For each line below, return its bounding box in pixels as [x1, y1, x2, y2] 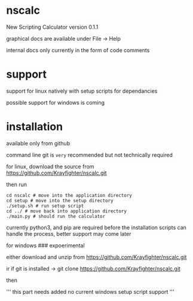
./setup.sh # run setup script [6, 203, 84, 209]
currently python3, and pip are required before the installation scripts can [6, 224, 187, 231]
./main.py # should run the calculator [6, 213, 106, 219]
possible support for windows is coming [6, 99, 105, 106]
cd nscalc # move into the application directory [6, 192, 133, 198]
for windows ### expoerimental [6, 242, 85, 249]
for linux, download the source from [6, 163, 94, 170]
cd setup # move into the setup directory [6, 197, 114, 203]
